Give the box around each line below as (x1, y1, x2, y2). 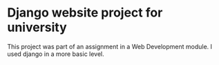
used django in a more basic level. (7, 50, 105, 58)
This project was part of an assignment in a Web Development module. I (7, 42, 213, 50)
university (7, 19, 67, 35)
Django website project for (7, 5, 163, 21)
